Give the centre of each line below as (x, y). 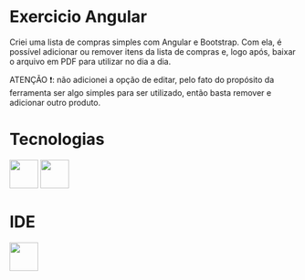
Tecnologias (57, 140)
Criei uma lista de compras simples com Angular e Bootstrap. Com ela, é (146, 42)
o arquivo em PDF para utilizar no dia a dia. (90, 61)
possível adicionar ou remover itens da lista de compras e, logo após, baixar (153, 51)
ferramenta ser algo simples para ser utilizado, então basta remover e (141, 92)
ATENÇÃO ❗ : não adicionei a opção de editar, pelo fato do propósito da (142, 79)
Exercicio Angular (79, 17)
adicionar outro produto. (55, 102)
